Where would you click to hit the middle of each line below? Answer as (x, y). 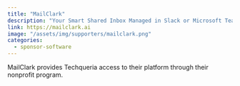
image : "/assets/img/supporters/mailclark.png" (80, 34)
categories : (25, 41)
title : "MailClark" (36, 14)
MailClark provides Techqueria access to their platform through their (108, 67)
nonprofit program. (35, 75)
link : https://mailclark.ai (49, 27)
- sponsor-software (43, 47)
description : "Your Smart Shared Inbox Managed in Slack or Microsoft (115, 21)
